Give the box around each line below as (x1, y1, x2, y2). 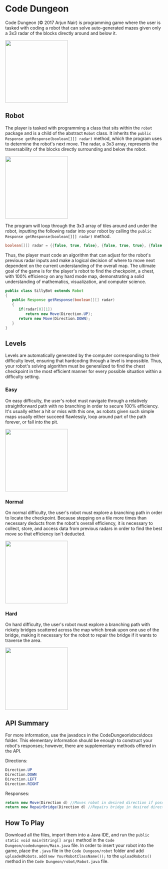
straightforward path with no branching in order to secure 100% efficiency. (5, 403, 159, 409)
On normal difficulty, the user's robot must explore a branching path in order (5, 509, 162, 515)
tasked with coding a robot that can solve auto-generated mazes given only (5, 24, 161, 30)
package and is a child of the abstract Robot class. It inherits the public (5, 130, 151, 136)
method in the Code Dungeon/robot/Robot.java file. (5, 858, 109, 864)
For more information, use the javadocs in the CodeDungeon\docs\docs (5, 732, 153, 738)
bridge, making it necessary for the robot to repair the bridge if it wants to (5, 632, 157, 638)
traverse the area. (5, 637, 42, 643)
